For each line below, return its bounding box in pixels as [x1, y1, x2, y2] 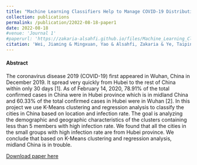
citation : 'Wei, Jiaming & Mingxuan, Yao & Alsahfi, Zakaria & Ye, [6, 42, 175, 48]
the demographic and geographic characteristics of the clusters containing [6, 116, 188, 123]
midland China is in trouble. [6, 142, 72, 149]
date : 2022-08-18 [6, 25, 49, 31]
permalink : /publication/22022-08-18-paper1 [6, 19, 117, 25]
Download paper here [6, 153, 59, 160]
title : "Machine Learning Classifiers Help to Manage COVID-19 [6, 8, 164, 15]
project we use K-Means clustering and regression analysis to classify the [6, 104, 185, 111]
